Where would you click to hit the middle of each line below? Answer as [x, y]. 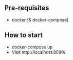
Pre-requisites [27, 8]
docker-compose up [32, 47]
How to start [24, 35]
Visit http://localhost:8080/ [39, 52]
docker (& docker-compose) [40, 20]
